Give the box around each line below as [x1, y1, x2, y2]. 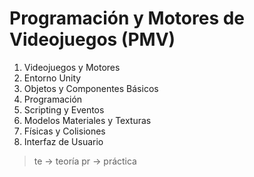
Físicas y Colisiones [23, 125, 106, 137]
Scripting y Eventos [23, 103, 105, 116]
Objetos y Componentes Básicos [23, 82, 159, 94]
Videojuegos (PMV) [9, 28, 176, 51]
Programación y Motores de [9, 7, 246, 30]
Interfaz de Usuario [23, 135, 104, 147]
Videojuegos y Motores [23, 61, 121, 73]
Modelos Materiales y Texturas [23, 114, 152, 126]
